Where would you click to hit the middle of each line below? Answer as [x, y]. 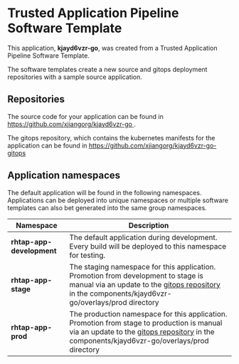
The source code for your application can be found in [85, 116]
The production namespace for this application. [148, 313]
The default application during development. [143, 237]
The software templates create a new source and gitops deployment [107, 69]
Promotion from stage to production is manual [146, 323]
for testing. [87, 255]
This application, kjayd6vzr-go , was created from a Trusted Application [112, 48]
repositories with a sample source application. [75, 77]
